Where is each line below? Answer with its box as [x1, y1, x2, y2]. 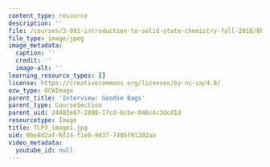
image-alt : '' [15, 64, 63, 72]
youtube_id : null [15, 146, 74, 154]
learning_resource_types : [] [8, 71, 106, 79]
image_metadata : [8, 42, 63, 50]
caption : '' [15, 49, 56, 57]
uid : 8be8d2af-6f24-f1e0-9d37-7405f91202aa [8, 131, 157, 139]
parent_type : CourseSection [8, 101, 103, 109]
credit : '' [15, 57, 52, 65]
